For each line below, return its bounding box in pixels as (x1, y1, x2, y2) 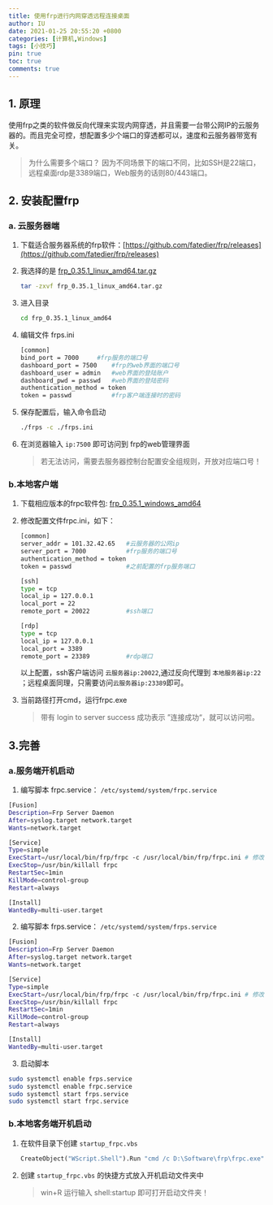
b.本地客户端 (8, 479, 58, 490)
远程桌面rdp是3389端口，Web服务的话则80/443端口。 (28, 167, 212, 177)
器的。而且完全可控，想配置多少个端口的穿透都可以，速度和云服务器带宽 (8, 130, 250, 140)
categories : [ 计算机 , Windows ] (8, 34, 107, 43)
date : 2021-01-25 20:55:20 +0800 (8, 27, 122, 35)
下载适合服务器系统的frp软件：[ (19, 241, 126, 250)
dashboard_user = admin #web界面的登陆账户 (19, 369, 169, 377)
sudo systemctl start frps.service (8, 1090, 129, 1098)
